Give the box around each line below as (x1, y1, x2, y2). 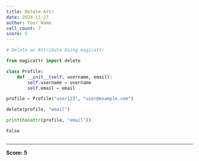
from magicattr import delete (6, 58, 81, 64)
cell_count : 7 (6, 25, 41, 31)
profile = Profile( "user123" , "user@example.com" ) (6, 96, 134, 102)
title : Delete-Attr (6, 8, 54, 15)
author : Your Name (6, 20, 52, 26)
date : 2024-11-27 (6, 14, 49, 20)
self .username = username (27, 80, 92, 86)
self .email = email (27, 85, 76, 91)
